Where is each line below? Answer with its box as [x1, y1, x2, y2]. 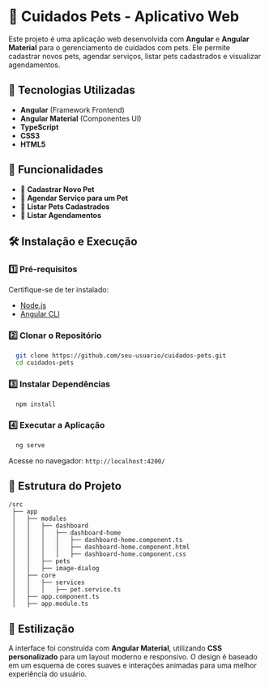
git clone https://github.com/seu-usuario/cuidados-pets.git [15, 352, 227, 360]
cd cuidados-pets [15, 359, 75, 367]
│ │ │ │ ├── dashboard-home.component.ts [11, 536, 183, 544]
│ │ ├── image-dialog [11, 565, 100, 573]
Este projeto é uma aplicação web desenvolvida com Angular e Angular [8, 34, 250, 44]
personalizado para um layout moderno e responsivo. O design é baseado [8, 652, 258, 662]
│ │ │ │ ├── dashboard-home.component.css [11, 550, 186, 558]
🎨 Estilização [8, 621, 75, 635]
